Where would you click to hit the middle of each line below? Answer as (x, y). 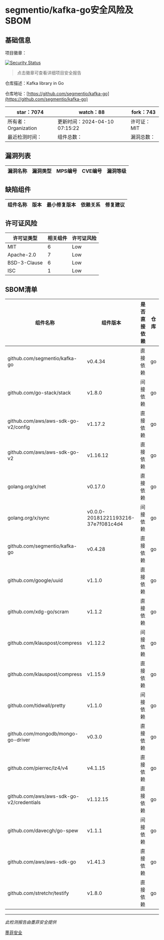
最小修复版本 (61, 205)
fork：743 (144, 112)
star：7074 (30, 112)
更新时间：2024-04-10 (86, 122)
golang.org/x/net (27, 487)
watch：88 (92, 112)
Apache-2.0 (22, 255)
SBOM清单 (21, 289)
